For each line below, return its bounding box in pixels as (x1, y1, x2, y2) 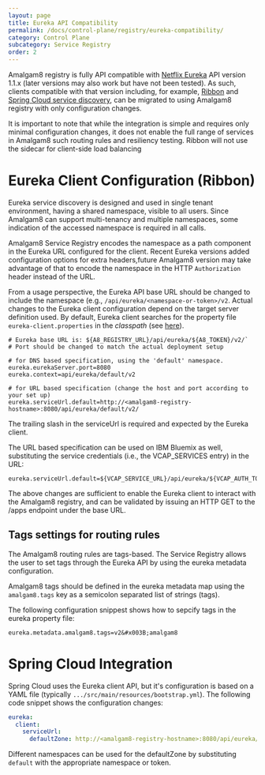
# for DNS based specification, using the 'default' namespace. (8, 356, 224, 364)
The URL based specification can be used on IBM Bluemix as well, (8, 442, 223, 452)
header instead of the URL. (8, 272, 96, 281)
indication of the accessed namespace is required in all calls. (8, 223, 207, 232)
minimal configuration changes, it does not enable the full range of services (8, 127, 254, 137)
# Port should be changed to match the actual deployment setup (8, 343, 224, 351)
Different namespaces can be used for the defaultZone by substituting (8, 750, 237, 759)
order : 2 (8, 48, 37, 56)
